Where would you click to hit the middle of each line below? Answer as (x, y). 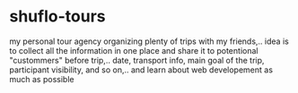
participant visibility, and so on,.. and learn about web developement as (141, 70)
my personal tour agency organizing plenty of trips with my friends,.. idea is (149, 41)
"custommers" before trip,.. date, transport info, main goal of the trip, (137, 60)
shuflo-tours (57, 17)
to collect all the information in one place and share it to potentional (134, 50)
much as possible (42, 79)
